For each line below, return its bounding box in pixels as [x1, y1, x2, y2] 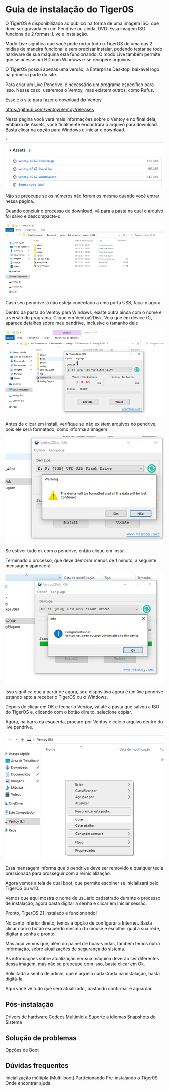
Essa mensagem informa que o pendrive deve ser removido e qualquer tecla [5, 865, 163, 871]
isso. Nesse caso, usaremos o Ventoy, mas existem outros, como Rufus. [5, 87, 154, 93]
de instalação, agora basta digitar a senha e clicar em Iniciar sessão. [5, 900, 147, 906]
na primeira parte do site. [5, 71, 58, 77]
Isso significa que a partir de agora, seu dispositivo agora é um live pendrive [5, 689, 163, 695]
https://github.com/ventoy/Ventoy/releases [5, 106, 94, 112]
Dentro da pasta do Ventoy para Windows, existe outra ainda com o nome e [5, 309, 162, 315]
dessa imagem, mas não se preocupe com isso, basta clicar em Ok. [5, 961, 145, 967]
